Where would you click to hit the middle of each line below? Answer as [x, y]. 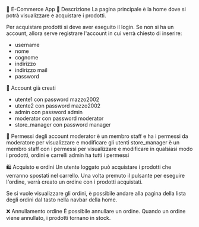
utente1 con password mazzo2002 [57, 99]
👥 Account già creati [31, 88]
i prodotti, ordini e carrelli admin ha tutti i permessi [68, 155]
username [27, 45]
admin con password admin [49, 112]
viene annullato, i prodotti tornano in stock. [59, 218]
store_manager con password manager [63, 124]
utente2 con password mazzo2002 [58, 106]
